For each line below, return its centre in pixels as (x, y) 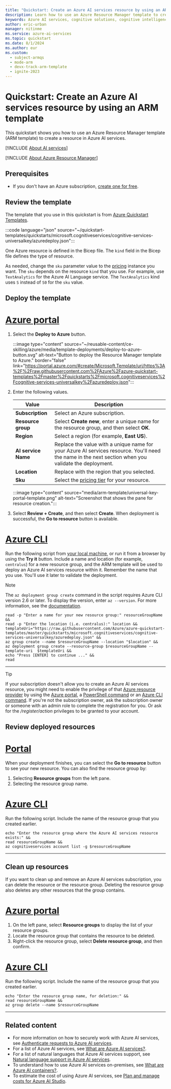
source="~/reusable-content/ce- (99, 344)
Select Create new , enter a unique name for (107, 421)
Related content (31, 1025)
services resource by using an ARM (82, 108)
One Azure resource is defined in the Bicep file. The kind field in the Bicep (83, 250)
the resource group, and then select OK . (102, 427)
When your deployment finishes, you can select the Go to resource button (83, 763)
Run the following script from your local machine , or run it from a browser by (85, 553)
